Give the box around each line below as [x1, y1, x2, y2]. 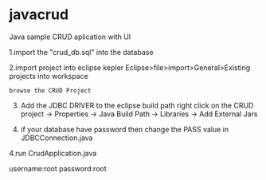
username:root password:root [9, 163, 107, 173]
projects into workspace [9, 71, 88, 80]
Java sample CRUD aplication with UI [9, 32, 131, 41]
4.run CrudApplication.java [9, 148, 97, 158]
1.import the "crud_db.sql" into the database [9, 47, 154, 57]
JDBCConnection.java [20, 133, 93, 143]
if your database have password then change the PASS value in [20, 124, 229, 134]
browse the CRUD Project [9, 86, 92, 95]
